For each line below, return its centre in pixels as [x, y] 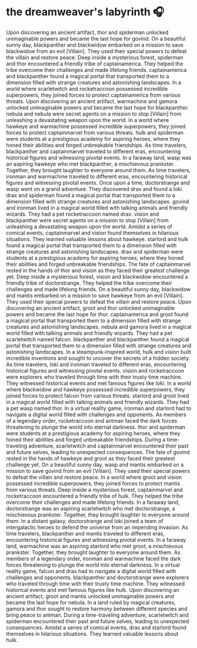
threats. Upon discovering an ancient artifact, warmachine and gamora [92, 101]
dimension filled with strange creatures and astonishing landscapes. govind [98, 201]
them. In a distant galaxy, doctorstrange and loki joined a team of [85, 521]
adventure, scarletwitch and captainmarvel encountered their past [109, 446]
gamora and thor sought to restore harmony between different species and [97, 608]
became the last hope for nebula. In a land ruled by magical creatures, [91, 602]
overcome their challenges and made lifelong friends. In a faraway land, [93, 502]
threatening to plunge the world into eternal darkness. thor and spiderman [96, 427]
